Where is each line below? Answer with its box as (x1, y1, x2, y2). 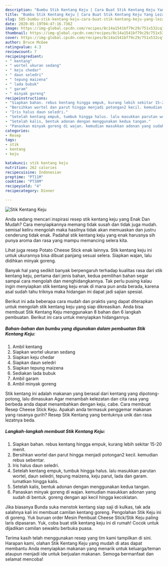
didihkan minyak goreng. (5, 257, 56, 263)
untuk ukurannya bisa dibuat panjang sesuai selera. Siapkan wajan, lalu (5, 252, 152, 258)
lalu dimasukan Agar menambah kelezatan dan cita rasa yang (22, 395, 149, 401)
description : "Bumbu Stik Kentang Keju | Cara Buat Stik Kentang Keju (5, 7, 155, 12)
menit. (12, 446, 26, 452)
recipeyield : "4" (5, 183, 41, 189)
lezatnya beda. (5, 417, 36, 423)
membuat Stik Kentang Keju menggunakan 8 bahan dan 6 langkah (5, 308, 141, 315)
